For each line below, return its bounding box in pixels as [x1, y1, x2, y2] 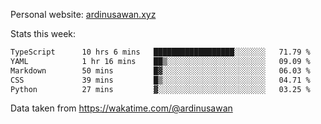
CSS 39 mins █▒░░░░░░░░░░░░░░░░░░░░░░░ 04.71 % [10, 75, 311, 85]
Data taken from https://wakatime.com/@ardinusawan [10, 102, 233, 114]
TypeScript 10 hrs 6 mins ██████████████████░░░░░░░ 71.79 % [10, 47, 311, 57]
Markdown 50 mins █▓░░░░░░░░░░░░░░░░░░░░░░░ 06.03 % [10, 65, 311, 76]
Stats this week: [10, 28, 77, 39]
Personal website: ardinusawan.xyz [10, 9, 157, 20]
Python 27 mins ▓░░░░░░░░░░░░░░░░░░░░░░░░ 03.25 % [10, 84, 311, 94]
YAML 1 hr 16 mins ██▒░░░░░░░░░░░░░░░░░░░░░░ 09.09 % [10, 56, 311, 66]
